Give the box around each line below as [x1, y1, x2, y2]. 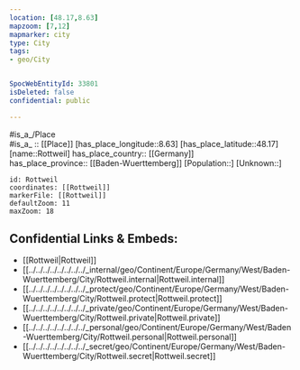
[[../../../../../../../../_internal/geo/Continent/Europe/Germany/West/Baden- [22, 264, 291, 275]
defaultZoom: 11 [9, 199, 70, 208]
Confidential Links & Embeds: [9, 231, 178, 246]
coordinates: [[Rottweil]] [9, 182, 111, 192]
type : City [9, 38, 50, 48]
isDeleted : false [9, 88, 75, 97]
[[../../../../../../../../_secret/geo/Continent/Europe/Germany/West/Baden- [22, 341, 286, 352]
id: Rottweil [9, 175, 59, 184]
